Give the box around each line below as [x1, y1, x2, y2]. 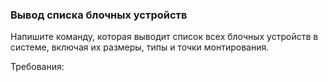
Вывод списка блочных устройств [10, 8, 188, 22]
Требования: [10, 61, 65, 73]
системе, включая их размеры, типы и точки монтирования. [10, 41, 270, 53]
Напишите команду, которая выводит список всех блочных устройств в [10, 31, 319, 43]
